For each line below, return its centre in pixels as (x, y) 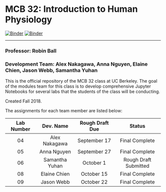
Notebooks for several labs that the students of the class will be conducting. (83, 92)
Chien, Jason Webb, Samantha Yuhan (51, 70)
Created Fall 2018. (23, 101)
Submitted (137, 166)
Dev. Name (55, 126)
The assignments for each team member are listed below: (64, 111)
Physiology (29, 20)
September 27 (94, 152)
